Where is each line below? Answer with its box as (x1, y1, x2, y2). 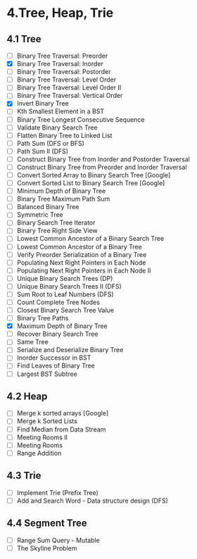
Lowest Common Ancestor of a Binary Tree (16, 242, 142, 251)
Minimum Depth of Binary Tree (16, 187, 106, 195)
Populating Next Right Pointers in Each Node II (16, 266, 151, 275)
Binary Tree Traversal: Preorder (16, 51, 108, 60)
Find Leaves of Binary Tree (16, 361, 96, 370)
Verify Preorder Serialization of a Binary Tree (16, 250, 147, 258)
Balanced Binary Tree (16, 203, 80, 211)
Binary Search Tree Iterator (16, 218, 96, 227)
